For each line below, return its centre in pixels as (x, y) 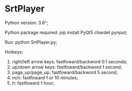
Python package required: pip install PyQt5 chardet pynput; (66, 32)
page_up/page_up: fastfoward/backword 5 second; (65, 72)
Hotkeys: (14, 52)
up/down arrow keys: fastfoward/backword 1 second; (67, 67)
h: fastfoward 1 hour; (33, 83)
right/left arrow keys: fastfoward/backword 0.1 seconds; (70, 61)
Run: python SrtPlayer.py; (31, 42)
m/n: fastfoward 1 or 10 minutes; (45, 77)
